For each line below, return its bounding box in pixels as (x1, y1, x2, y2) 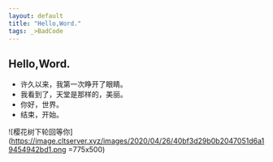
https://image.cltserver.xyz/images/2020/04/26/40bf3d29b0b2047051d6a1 (11, 136, 265, 146)
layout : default (8, 11, 63, 20)
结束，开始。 (19, 110, 63, 120)
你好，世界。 (19, 100, 63, 109)
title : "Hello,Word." (8, 19, 82, 28)
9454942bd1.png (8, 145, 67, 155)
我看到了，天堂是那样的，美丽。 (19, 90, 128, 100)
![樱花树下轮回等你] (8, 127, 73, 137)
